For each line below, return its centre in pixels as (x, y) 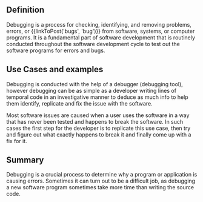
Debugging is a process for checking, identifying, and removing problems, (99, 24)
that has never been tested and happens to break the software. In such (95, 121)
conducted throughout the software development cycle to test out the (93, 44)
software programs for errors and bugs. (56, 50)
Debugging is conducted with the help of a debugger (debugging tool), (95, 84)
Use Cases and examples (55, 69)
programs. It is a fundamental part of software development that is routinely (101, 37)
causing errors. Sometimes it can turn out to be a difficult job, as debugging (101, 181)
